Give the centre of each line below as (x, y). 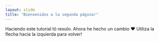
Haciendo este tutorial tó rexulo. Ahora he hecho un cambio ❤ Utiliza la (80, 28)
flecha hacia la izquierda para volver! (44, 34)
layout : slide (20, 10)
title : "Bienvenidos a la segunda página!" (52, 14)
